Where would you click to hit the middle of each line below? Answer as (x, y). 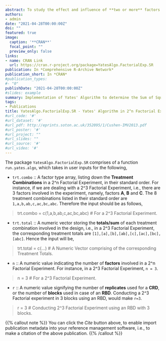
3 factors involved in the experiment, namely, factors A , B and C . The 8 (84, 193)
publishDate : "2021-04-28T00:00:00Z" (44, 88)
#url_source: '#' (23, 144)
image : (12, 38)
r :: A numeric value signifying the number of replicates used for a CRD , (86, 287)
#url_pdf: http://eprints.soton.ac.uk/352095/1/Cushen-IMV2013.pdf (76, 125)
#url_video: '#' (22, 148)
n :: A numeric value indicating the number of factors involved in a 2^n (84, 263)
